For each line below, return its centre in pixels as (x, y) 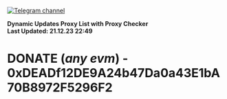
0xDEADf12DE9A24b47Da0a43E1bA (113, 73)
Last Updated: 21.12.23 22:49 (50, 31)
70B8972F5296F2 (60, 88)
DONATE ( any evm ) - (68, 59)
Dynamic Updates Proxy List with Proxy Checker (78, 24)
